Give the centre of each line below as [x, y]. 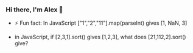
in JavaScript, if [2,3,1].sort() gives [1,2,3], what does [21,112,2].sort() [100, 37]
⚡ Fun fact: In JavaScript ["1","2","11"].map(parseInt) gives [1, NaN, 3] [101, 23]
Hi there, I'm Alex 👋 [34, 10]
